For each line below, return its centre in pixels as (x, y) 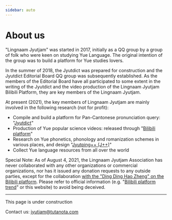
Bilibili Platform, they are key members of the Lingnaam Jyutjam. (73, 92)
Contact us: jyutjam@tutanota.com (42, 212)
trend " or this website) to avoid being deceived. (56, 187)
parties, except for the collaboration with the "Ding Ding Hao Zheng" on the (85, 176)
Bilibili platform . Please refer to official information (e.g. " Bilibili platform (81, 182)
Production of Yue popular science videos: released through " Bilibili (84, 128)
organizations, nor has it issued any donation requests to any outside (78, 171)
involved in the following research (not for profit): (57, 107)
